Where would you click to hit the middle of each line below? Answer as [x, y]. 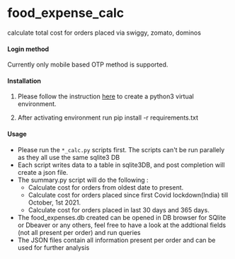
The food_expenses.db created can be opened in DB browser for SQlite [122, 217]
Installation [24, 81]
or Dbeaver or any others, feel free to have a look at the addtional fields [122, 225]
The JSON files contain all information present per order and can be [116, 240]
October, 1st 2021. [55, 202]
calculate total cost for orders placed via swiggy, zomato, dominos [104, 33]
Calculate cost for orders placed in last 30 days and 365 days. [119, 209]
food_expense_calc [66, 13]
